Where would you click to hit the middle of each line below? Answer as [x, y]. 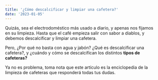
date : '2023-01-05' [25, 14]
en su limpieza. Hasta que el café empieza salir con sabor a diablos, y [75, 33]
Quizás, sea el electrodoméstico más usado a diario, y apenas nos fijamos [79, 28]
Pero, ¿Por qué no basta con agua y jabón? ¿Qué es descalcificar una [75, 48]
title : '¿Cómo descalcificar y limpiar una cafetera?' [62, 9]
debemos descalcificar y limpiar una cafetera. [51, 38]
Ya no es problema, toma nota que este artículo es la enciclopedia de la [77, 67]
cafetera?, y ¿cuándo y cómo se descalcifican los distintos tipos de [72, 53]
